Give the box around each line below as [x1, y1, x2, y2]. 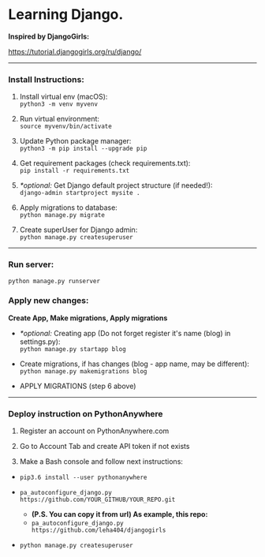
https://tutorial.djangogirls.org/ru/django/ [8, 47, 142, 56]
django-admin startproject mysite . [19, 189, 140, 197]
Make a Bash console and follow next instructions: [19, 457, 184, 466]
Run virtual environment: [19, 114, 100, 124]
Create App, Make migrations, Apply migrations [8, 313, 168, 323]
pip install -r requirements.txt [19, 167, 130, 175]
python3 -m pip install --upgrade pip [19, 144, 147, 153]
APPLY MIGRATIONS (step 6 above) [19, 381, 136, 391]
